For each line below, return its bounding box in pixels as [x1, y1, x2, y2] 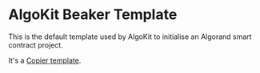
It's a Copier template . [8, 56, 82, 65]
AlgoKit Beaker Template [8, 6, 178, 24]
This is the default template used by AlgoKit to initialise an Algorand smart [8, 32, 252, 41]
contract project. [8, 40, 64, 49]
